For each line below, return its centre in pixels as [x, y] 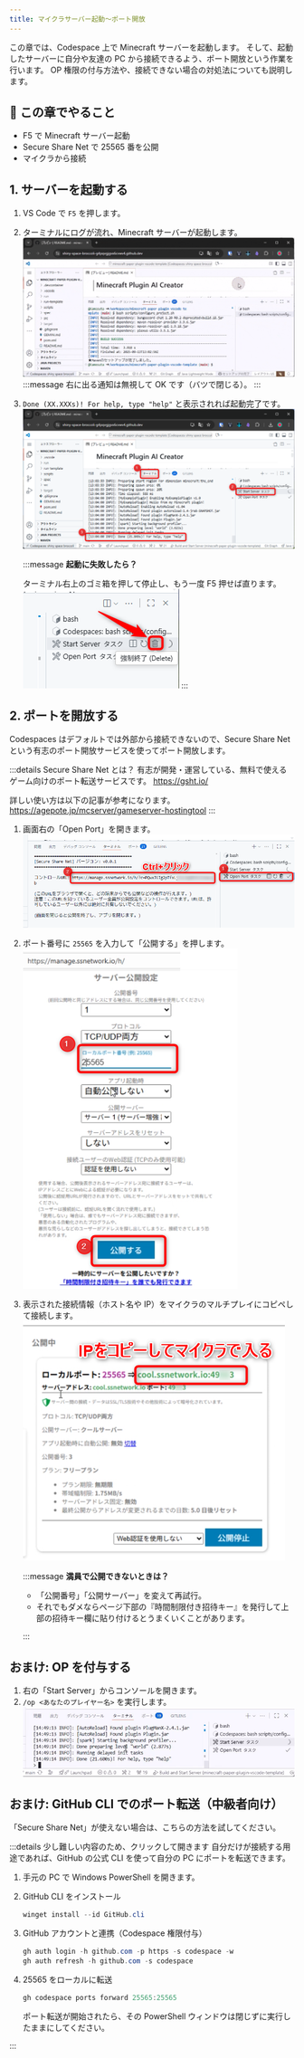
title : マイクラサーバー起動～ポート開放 [78, 19]
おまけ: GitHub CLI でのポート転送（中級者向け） [146, 1804]
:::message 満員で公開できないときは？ [95, 1577]
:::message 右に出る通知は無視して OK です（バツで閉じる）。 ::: [142, 385]
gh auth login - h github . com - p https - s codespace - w [128, 1952]
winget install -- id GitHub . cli [83, 1915]
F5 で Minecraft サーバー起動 [76, 136]
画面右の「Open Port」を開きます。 [89, 829]
